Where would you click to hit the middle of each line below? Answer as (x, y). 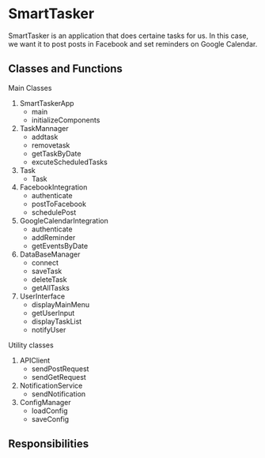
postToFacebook (59, 204)
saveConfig (50, 419)
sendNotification (59, 394)
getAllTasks (50, 287)
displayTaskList (57, 321)
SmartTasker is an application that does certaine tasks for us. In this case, (129, 36)
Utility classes (31, 345)
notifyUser (49, 329)
